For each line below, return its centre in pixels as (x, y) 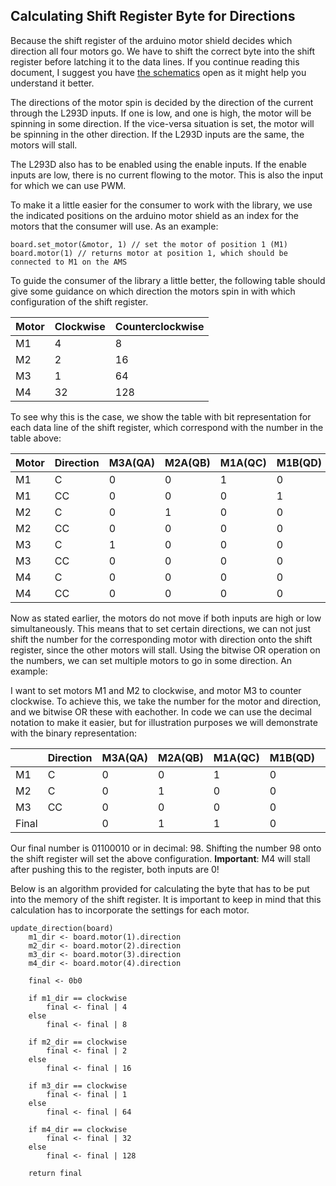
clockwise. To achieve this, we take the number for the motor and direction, (166, 701)
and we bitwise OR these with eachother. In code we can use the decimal (161, 711)
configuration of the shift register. (79, 301)
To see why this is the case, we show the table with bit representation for (161, 416)
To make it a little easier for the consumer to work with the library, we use (161, 205)
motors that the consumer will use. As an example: (114, 226)
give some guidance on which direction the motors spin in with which (153, 291)
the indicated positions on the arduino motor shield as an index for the (154, 215)
